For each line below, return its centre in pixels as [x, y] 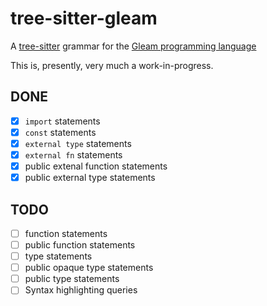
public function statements [80, 245]
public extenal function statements [96, 166]
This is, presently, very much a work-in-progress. [112, 65]
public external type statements [90, 178]
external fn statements [73, 154]
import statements [62, 121]
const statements [60, 132]
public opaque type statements [89, 268]
